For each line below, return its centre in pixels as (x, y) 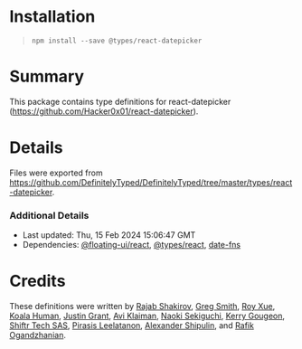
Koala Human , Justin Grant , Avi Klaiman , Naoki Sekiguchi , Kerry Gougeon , (147, 316)
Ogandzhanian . (38, 335)
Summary (47, 76)
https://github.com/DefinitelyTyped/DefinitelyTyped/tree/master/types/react (151, 182)
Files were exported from (56, 173)
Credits (38, 281)
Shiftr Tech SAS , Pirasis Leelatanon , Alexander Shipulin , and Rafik (132, 325)
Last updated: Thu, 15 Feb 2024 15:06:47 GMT (109, 235)
